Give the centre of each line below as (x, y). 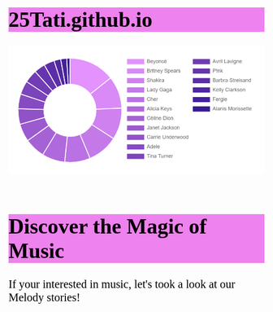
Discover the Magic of (108, 226)
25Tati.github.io (80, 20)
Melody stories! (45, 297)
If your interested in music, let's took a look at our (122, 284)
